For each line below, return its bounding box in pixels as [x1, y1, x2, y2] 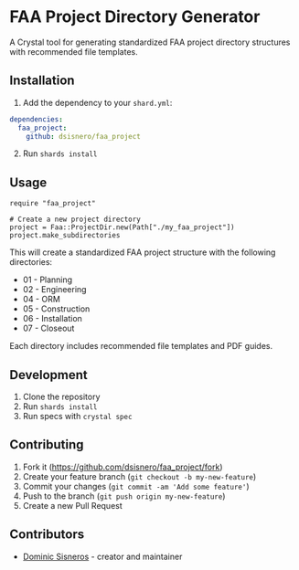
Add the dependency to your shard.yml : [22, 97, 173, 108]
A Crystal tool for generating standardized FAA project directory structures [9, 37, 291, 47]
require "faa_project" [9, 199, 96, 208]
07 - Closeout [22, 322, 75, 334]
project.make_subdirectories [9, 231, 121, 240]
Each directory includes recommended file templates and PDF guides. [9, 341, 272, 352]
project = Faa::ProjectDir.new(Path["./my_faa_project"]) [9, 223, 235, 232]
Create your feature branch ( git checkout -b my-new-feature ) [22, 470, 257, 481]
